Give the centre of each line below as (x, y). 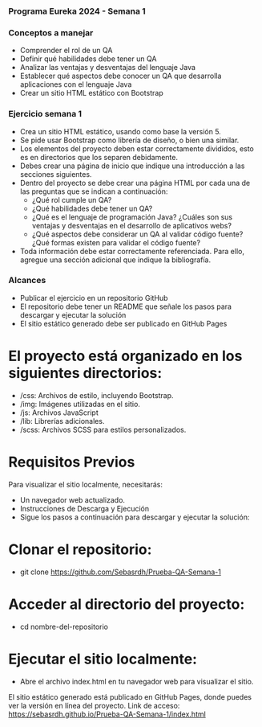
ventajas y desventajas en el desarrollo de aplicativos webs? (132, 225)
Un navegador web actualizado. (73, 499)
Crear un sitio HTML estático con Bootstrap (91, 93)
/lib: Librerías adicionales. (62, 421)
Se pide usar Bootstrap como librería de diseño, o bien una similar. (129, 140)
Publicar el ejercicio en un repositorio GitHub (94, 298)
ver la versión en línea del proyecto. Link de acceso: (94, 705)
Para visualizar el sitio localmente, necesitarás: (85, 484)
